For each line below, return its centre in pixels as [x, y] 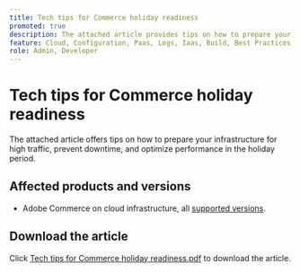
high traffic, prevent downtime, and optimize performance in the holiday [142, 149]
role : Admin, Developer [54, 51]
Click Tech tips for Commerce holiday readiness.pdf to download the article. [150, 258]
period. [22, 159]
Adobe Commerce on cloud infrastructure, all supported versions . [144, 208]
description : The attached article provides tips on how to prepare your [150, 34]
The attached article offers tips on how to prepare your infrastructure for [143, 139]
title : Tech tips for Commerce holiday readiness [104, 18]
